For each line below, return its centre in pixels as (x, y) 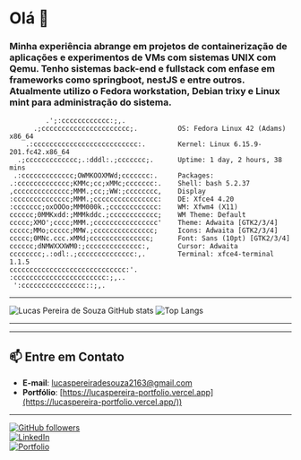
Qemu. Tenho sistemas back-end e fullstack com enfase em (142, 69)
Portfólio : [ (43, 393)
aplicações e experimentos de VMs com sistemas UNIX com (143, 57)
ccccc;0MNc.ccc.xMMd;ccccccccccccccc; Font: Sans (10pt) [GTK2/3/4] (150, 239)
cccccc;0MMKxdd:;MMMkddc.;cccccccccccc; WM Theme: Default (128, 215)
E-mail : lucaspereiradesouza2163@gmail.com (107, 383)
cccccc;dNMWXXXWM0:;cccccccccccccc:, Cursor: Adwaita (124, 247)
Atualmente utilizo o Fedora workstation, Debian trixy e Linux (145, 91)
